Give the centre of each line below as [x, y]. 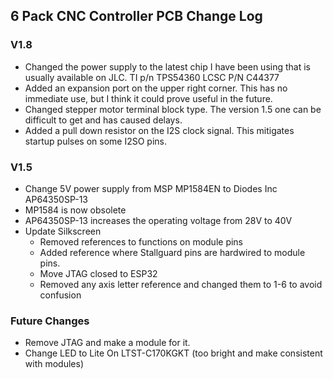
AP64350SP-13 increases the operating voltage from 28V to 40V [158, 220]
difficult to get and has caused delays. [103, 120]
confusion [60, 295]
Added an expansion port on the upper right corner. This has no [156, 88]
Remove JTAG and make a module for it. [107, 343]
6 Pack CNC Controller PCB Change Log [136, 16]
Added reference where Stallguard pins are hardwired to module [172, 252]
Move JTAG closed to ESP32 [98, 273]
